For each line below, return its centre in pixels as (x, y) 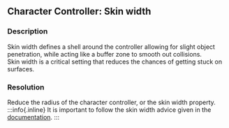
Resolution (26, 87)
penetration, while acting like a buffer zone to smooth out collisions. (105, 54)
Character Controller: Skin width (79, 12)
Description (28, 31)
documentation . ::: (34, 117)
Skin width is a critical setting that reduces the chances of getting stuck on (114, 62)
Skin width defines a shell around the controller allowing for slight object (111, 47)
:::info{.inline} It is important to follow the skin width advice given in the (109, 109)
